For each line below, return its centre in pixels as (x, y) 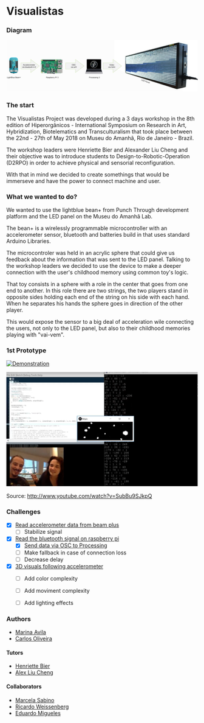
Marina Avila (31, 632)
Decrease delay (44, 559)
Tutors (15, 652)
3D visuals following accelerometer (59, 566)
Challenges (23, 511)
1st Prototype (26, 350)
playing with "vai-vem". (36, 334)
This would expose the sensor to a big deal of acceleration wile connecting (100, 321)
